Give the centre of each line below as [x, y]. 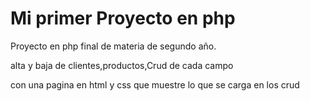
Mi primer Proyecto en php [123, 18]
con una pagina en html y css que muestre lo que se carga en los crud [155, 84]
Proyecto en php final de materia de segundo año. [113, 46]
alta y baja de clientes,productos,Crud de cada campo [122, 65]
